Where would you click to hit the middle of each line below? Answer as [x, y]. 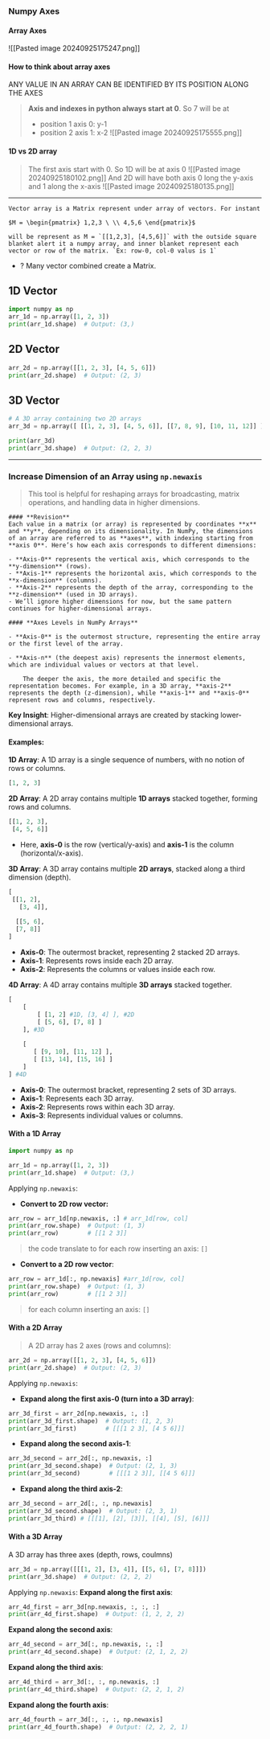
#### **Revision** [39, 517]
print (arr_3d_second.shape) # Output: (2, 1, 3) [93, 1466]
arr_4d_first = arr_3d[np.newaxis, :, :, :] [84, 1607]
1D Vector [33, 291]
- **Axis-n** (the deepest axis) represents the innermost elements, [127, 658]
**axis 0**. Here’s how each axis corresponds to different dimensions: [133, 545]
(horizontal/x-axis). [51, 853]
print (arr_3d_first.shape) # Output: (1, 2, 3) [91, 1421]
